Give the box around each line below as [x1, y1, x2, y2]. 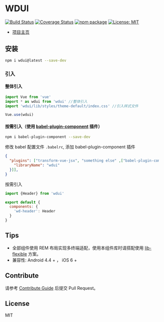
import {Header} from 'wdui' [5, 191, 64, 196]
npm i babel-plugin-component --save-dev [5, 134, 91, 139]
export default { [5, 200, 41, 205]
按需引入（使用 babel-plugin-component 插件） [5, 123, 102, 129]
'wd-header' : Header [14, 209, 56, 214]
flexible [12, 251, 27, 257]
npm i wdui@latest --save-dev [5, 58, 67, 63]
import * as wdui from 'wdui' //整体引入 [5, 99, 88, 104]
